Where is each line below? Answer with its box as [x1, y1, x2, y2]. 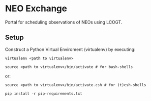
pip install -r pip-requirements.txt [5, 91, 83, 96]
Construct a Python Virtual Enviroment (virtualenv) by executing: [5, 46, 136, 52]
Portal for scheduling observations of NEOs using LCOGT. [5, 19, 122, 25]
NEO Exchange [5, 3, 67, 14]
